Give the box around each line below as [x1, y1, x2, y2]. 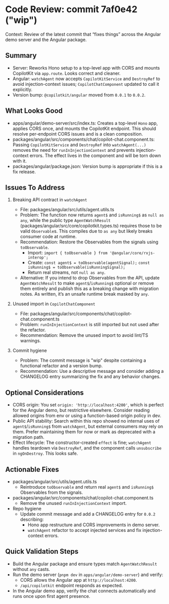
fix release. [12, 169, 36, 175]
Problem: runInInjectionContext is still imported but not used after [20, 322, 159, 328]
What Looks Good [5, 107, 63, 115]
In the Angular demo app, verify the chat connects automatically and [12, 588, 156, 594]
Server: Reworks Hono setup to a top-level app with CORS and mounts [12, 65, 160, 71]
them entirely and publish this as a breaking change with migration [20, 285, 159, 292]
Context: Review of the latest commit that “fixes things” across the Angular [5, 31, 161, 37]
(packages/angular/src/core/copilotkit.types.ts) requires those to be [20, 222, 162, 229]
